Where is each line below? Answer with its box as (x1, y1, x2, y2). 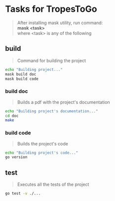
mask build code (5, 76, 38, 81)
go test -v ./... (5, 191, 41, 196)
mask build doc (5, 71, 37, 77)
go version (5, 155, 28, 160)
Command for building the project (17, 58, 86, 64)
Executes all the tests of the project (17, 181, 89, 188)
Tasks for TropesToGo (5, 3, 97, 15)
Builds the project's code (17, 140, 68, 146)
